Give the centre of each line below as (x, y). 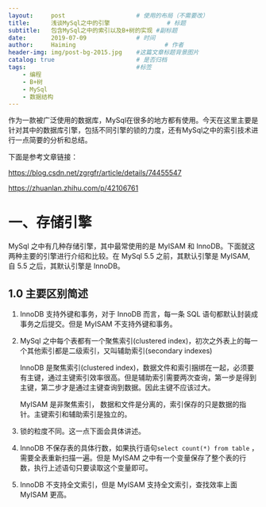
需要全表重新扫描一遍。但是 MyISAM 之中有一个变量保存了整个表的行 (133, 458)
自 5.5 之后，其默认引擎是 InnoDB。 (66, 266)
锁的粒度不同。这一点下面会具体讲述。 (82, 431)
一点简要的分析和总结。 (53, 140)
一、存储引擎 (50, 223)
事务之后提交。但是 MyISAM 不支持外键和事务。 (98, 324)
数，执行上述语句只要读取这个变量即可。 (86, 468)
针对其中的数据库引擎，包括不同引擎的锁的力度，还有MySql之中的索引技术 (130, 130)
